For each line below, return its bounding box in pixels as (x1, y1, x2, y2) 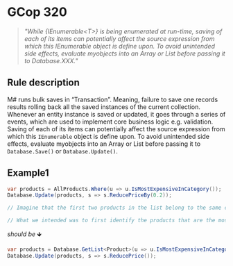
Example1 (7, 167, 50, 179)
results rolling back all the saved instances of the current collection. (7, 102, 201, 111)
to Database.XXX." (24, 56, 78, 65)
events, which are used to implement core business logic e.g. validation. (7, 117, 214, 126)
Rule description (7, 77, 80, 89)
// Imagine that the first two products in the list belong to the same (7, 204, 222, 212)
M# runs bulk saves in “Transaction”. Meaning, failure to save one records (7, 95, 218, 103)
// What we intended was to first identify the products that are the (7, 217, 216, 224)
